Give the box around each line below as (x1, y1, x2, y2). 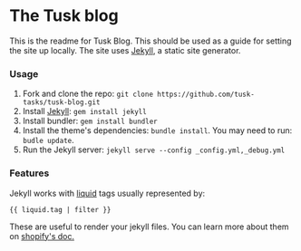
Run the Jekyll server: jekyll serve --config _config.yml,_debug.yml (22, 144, 286, 155)
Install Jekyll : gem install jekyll (22, 106, 147, 117)
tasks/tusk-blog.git (22, 98, 101, 107)
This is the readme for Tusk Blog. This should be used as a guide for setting (9, 35, 292, 46)
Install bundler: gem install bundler (22, 115, 158, 127)
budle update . (22, 135, 74, 146)
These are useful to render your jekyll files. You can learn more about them (9, 221, 289, 232)
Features (9, 167, 50, 179)
